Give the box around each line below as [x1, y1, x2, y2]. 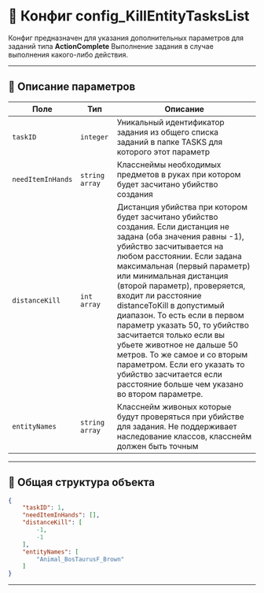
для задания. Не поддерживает [116, 421, 237, 432]
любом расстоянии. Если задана [116, 250, 242, 261]
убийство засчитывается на [116, 240, 224, 251]
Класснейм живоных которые [116, 401, 232, 412]
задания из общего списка [116, 126, 218, 137]
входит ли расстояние [116, 290, 202, 301]
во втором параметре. [116, 388, 203, 399]
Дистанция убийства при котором [116, 201, 248, 212]
